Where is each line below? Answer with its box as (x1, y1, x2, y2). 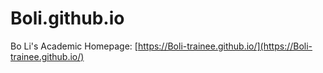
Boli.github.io (10, 7, 125, 30)
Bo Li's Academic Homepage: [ (10, 40, 138, 52)
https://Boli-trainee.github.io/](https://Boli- (137, 40, 313, 52)
